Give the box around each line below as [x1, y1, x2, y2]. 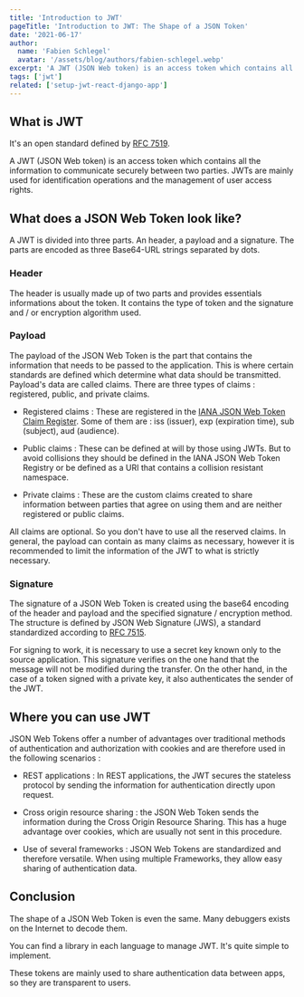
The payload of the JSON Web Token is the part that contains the [9, 350, 253, 360]
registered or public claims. [22, 508, 125, 519]
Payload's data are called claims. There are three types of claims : [9, 379, 256, 389]
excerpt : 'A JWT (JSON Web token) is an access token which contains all [9, 64, 294, 73]
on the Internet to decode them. [9, 923, 128, 934]
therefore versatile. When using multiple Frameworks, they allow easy [22, 853, 283, 864]
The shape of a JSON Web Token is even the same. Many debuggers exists [9, 913, 291, 924]
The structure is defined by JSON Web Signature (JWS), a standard [9, 618, 261, 628]
